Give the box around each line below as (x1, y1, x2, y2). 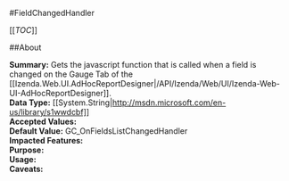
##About (9, 42, 42, 53)
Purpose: (9, 144, 45, 155)
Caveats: (9, 164, 44, 174)
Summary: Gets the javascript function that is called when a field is (9, 60, 257, 70)
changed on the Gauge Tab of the (9, 69, 134, 79)
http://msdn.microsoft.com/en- (111, 97, 227, 108)
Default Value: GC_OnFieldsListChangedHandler (9, 126, 188, 136)
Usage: (9, 154, 37, 164)
